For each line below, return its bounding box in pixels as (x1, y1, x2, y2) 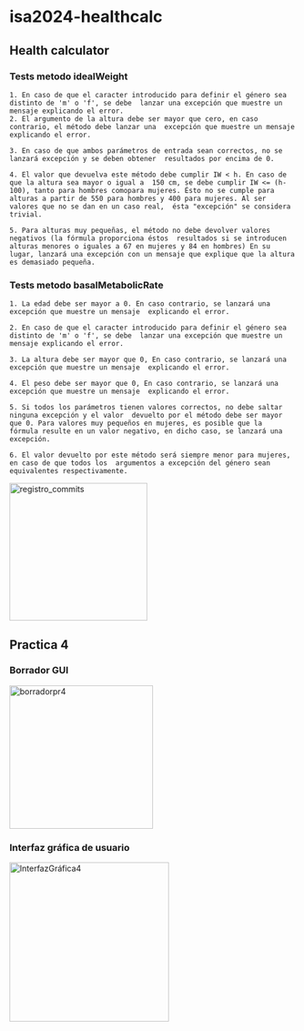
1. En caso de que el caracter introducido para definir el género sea (9, 90, 287, 99)
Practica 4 (9, 637, 69, 652)
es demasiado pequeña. (9, 258, 96, 267)
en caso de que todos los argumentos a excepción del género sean (9, 459, 271, 468)
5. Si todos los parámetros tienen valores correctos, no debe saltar (9, 403, 283, 412)
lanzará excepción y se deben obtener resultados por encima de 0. (9, 154, 275, 163)
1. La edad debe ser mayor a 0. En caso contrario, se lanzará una (9, 299, 271, 308)
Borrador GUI (9, 664, 69, 677)
